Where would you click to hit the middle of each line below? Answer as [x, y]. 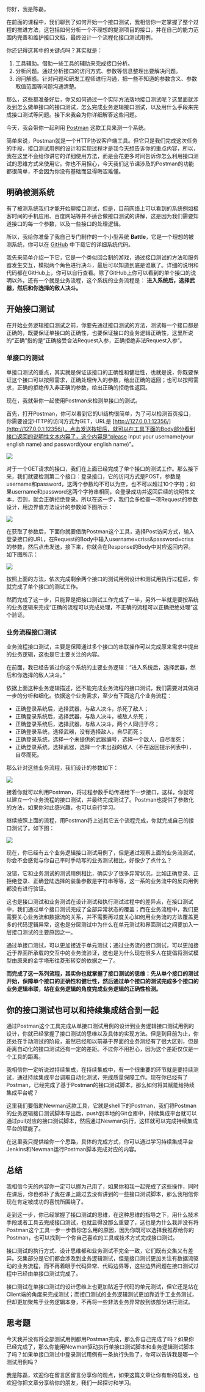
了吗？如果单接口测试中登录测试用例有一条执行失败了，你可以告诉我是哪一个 [103, 1354]
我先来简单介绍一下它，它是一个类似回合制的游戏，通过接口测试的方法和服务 [103, 257]
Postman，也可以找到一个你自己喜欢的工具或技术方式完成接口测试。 [92, 1237]
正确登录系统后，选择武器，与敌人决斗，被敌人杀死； [82, 717]
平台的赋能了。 [25, 1129]
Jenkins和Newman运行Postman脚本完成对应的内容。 [73, 1149]
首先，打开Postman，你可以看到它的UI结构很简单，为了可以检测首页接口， [100, 413]
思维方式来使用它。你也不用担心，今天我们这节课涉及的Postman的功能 [105, 164]
